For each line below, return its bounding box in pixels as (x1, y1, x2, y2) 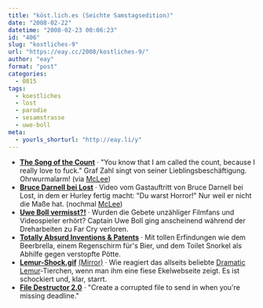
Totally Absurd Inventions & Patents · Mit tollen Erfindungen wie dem (19, 233, 246, 242)
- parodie (15, 107, 47, 115)
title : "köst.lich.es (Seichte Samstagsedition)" (8, 11, 174, 20)
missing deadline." (19, 291, 80, 300)
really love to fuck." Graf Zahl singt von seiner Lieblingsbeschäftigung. (19, 166, 247, 175)
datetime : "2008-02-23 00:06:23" (8, 26, 118, 34)
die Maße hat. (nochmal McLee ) (19, 199, 123, 208)
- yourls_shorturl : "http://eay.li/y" (15, 135, 143, 144)
